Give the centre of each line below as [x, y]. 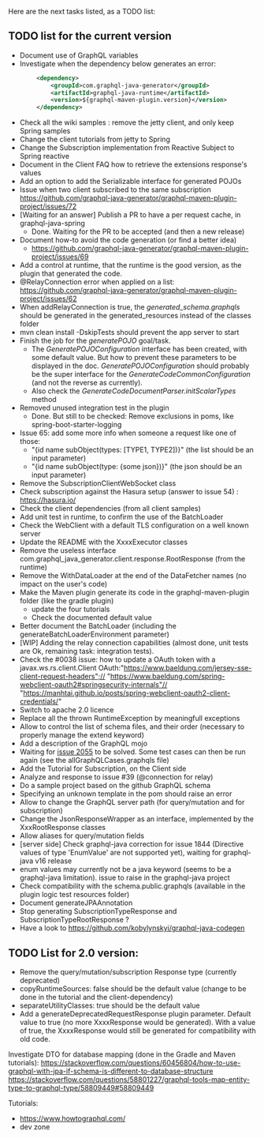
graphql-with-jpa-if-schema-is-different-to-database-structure [111, 1071]
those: [30, 441]
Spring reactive [44, 156]
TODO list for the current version [90, 36]
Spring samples [45, 131]
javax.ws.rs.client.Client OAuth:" [72, 668]
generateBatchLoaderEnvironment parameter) [94, 634]
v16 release [54, 861]
